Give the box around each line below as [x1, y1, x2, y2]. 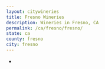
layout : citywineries [6, 8, 60, 15]
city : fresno [6, 42, 38, 48]
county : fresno [6, 36, 44, 42]
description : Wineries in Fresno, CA [6, 19, 99, 25]
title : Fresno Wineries [6, 14, 65, 20]
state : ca [6, 31, 31, 37]
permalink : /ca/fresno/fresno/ [6, 25, 83, 31]
